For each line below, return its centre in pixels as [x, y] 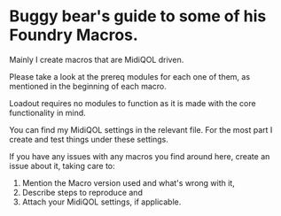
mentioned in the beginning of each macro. [88, 86]
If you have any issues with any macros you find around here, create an [140, 156]
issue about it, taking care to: [62, 166]
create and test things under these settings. [89, 139]
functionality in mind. [47, 112]
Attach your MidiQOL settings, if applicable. [101, 202]
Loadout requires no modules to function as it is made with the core [133, 103]
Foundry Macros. [74, 35]
